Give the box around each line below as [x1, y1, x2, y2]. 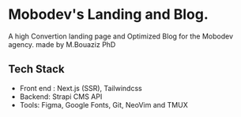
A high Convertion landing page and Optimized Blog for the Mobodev [8, 31, 233, 41]
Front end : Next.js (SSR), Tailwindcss [19, 83, 142, 93]
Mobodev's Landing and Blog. [8, 5, 209, 24]
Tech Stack [8, 63, 65, 76]
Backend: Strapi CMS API [19, 92, 103, 101]
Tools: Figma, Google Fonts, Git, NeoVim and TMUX [19, 100, 188, 109]
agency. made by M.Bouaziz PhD [8, 39, 116, 49]
